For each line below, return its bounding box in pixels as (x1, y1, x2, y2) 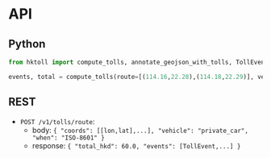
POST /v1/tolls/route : (19, 116, 95, 126)
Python (8, 37, 46, 51)
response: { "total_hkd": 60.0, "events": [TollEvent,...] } (31, 140, 241, 150)
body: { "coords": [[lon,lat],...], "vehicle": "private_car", (31, 125, 248, 135)
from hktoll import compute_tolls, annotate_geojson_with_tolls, (8, 58, 232, 66)
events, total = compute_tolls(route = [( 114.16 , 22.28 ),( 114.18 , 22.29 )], (8, 73, 254, 81)
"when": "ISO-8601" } (31, 134, 105, 142)
